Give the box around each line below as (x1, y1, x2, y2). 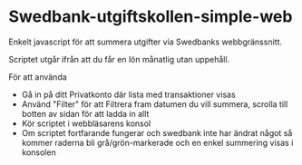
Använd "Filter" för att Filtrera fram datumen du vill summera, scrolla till (21, 98, 288, 110)
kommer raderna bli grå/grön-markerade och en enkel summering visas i (21, 137, 294, 148)
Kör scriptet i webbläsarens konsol (21, 118, 151, 129)
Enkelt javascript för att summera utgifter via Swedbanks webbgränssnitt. (8, 36, 283, 47)
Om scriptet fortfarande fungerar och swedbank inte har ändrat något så (21, 127, 293, 138)
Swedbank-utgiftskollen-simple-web (8, 6, 293, 27)
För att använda (8, 71, 67, 82)
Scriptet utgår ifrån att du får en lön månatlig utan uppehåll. (8, 53, 230, 64)
